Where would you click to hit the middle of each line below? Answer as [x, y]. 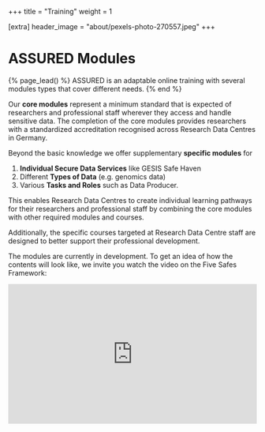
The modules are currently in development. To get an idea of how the [121, 256]
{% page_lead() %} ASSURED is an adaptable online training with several [127, 80]
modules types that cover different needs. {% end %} [95, 88]
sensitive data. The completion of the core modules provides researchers [127, 121]
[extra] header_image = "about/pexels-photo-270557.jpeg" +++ [112, 26]
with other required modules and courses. [76, 217]
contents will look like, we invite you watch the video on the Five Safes [123, 265]
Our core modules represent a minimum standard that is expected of [120, 104]
